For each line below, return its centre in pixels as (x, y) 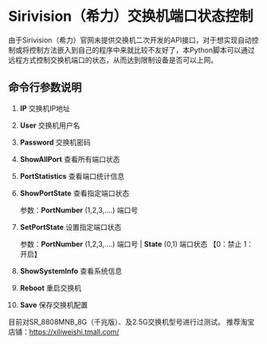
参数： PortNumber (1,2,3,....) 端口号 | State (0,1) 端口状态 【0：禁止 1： (136, 243)
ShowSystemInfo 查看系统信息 (71, 271)
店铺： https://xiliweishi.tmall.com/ (64, 331)
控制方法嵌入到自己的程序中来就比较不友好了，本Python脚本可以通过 (142, 49)
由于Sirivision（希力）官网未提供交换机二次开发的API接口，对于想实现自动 (130, 40)
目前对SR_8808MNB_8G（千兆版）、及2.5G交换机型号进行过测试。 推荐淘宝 (132, 322)
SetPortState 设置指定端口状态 (71, 227)
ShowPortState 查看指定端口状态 (75, 193)
